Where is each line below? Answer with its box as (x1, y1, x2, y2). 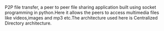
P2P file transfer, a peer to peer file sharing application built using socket (5, 4, 156, 10)
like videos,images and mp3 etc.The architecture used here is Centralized (5, 15, 158, 20)
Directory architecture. (5, 20, 52, 26)
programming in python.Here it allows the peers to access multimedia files (5, 9, 159, 15)
